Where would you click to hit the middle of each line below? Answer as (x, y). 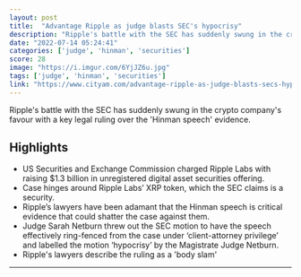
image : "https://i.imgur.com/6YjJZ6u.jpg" (90, 68)
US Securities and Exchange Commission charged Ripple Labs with (146, 169)
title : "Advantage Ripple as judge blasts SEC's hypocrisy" (126, 26)
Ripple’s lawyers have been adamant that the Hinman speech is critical (152, 207)
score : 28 (28, 59)
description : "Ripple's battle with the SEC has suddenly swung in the (146, 34)
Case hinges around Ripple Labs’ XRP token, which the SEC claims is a (153, 188)
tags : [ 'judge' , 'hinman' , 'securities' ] (88, 76)
